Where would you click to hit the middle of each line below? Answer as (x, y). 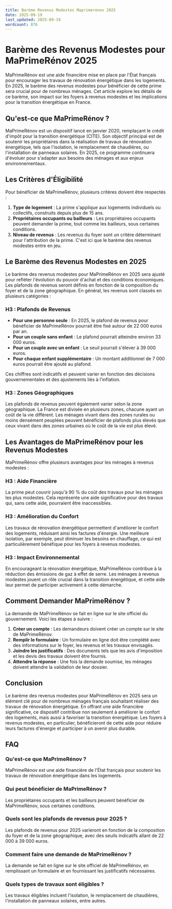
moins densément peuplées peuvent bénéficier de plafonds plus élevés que (85, 420)
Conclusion (24, 683)
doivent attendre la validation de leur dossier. (60, 667)
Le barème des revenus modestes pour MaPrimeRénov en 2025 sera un (81, 695)
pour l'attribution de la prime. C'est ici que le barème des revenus (82, 240)
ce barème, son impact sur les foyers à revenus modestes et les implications (86, 97)
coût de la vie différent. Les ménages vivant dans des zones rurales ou (80, 415)
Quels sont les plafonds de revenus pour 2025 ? (66, 819)
